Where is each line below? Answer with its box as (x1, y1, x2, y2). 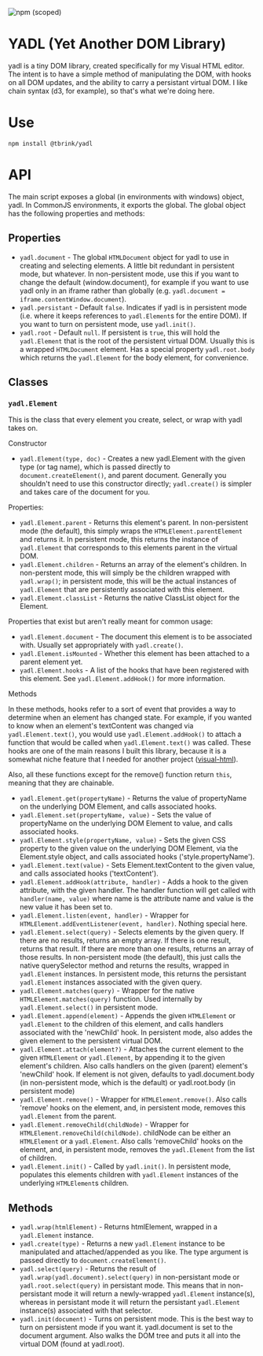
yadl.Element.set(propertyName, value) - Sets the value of (19, 810, 212, 820)
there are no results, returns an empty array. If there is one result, (19, 935, 232, 945)
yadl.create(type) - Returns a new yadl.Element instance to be (19, 1239, 225, 1248)
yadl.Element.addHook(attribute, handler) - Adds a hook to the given (19, 877, 249, 887)
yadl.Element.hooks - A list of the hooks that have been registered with (19, 665, 250, 675)
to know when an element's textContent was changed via (8, 721, 194, 731)
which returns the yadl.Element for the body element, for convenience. (19, 353, 249, 362)
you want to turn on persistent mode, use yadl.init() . (19, 319, 196, 328)
